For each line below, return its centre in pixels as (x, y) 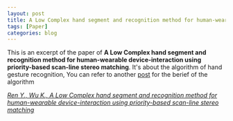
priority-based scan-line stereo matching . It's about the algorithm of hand (115, 67)
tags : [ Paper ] (28, 26)
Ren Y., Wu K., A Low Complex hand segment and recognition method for (112, 95)
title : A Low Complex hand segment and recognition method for (101, 20)
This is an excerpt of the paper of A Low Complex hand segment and (107, 53)
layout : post (26, 13)
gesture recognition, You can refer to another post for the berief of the (107, 75)
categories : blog (32, 33)
